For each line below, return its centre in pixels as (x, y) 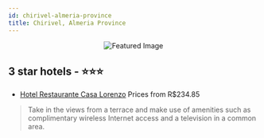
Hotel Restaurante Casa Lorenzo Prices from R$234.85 (110, 94)
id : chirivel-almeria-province (60, 15)
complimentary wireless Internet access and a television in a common (142, 118)
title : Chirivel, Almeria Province (67, 23)
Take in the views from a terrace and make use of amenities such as (139, 110)
